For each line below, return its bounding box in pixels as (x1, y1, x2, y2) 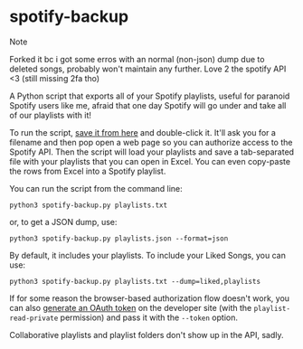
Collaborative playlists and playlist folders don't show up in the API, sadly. (9, 329, 284, 340)
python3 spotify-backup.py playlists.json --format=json (9, 233, 229, 243)
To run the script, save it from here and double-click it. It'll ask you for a (9, 127, 276, 137)
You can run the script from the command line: (9, 183, 183, 193)
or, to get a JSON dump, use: (9, 216, 118, 227)
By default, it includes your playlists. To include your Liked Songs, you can (9, 250, 287, 260)
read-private (9, 314, 59, 323)
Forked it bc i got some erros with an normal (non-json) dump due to (9, 53, 265, 64)
